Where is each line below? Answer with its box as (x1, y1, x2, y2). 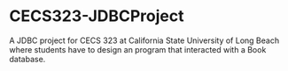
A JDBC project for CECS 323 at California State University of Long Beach (9, 35, 280, 46)
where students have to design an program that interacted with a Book (9, 44, 267, 54)
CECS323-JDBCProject (9, 6, 184, 26)
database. (9, 53, 46, 64)
